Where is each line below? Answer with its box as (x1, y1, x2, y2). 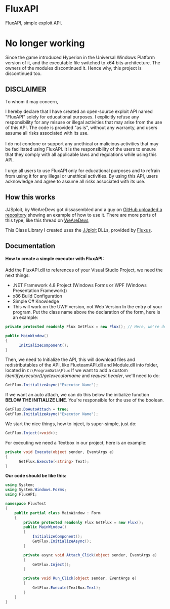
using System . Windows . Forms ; (5, 487, 67, 493)
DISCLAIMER (5, 85, 47, 94)
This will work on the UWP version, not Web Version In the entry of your (12, 304, 163, 310)
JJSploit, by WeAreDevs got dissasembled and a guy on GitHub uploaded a (5, 206, 162, 213)
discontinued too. (5, 70, 42, 76)
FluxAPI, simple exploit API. (5, 20, 62, 26)
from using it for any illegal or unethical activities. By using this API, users (5, 173, 158, 179)
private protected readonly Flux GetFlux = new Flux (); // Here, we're (5, 324, 159, 330)
